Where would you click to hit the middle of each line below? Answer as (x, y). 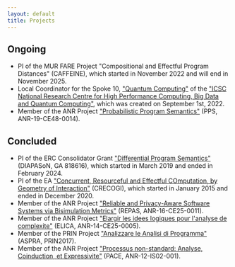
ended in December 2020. (56, 196)
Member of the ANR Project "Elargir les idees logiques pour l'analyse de (122, 218)
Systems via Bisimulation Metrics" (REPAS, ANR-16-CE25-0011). (110, 211)
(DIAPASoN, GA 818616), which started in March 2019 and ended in (115, 166)
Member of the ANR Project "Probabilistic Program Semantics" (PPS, (117, 111)
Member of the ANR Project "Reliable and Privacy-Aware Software (114, 203)
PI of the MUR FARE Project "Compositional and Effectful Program (113, 66)
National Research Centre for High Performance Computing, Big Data (118, 96)
